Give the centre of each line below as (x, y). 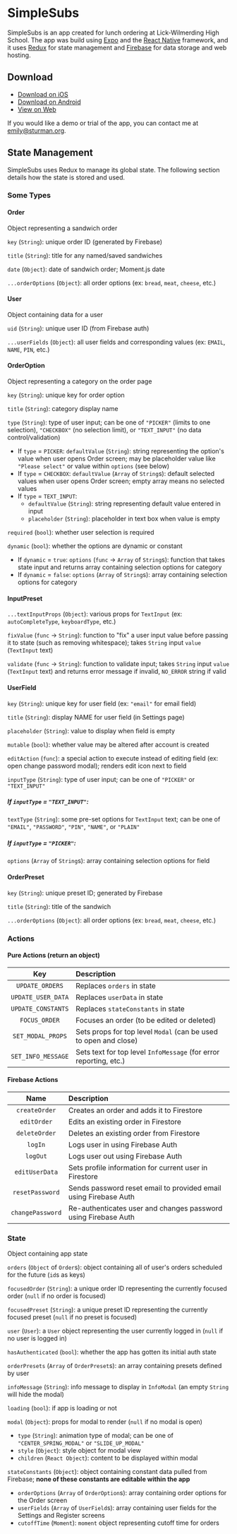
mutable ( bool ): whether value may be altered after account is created (108, 744)
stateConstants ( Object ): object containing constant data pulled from (107, 1472)
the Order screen (42, 1500)
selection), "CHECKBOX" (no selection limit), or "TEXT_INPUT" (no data (104, 430)
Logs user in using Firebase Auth (123, 1144)
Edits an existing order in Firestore (125, 1122)
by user (18, 1373)
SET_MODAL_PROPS (40, 1036)
